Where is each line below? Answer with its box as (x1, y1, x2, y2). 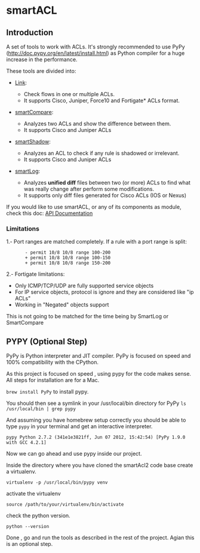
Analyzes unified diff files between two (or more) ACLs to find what (23, 179, 191, 186)
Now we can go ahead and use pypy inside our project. (6, 450, 142, 457)
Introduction (6, 27, 54, 38)
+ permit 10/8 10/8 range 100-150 (24, 255, 111, 261)
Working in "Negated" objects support (14, 301, 109, 308)
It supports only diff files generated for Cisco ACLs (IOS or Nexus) (23, 192, 187, 199)
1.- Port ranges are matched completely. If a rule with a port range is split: (6, 238, 187, 245)
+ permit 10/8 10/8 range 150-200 (24, 260, 111, 266)
